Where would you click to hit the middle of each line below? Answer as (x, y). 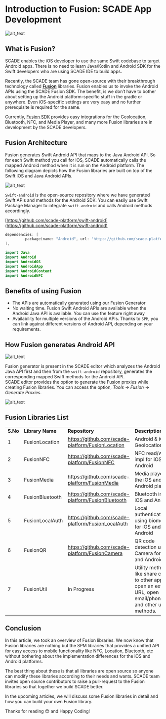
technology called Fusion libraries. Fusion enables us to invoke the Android (82, 86)
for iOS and (148, 527)
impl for (144, 459)
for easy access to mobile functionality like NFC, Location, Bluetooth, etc (79, 651)
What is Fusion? (30, 49)
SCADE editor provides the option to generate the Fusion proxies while (77, 382)
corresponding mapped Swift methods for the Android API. (65, 377)
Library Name (40, 431)
